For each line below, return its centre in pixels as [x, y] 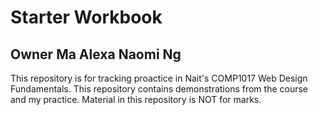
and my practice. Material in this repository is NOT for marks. [136, 99]
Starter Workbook [86, 17]
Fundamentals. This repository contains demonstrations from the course [159, 89]
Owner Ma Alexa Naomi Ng [96, 54]
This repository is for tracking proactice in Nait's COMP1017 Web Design [159, 78]
